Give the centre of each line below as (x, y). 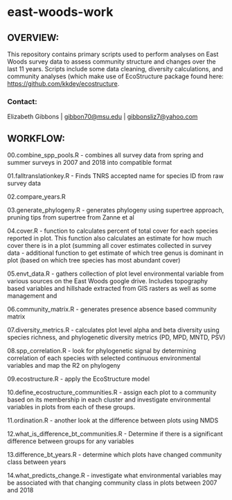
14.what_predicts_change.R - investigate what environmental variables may (114, 476)
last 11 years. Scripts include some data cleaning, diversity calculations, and (115, 69)
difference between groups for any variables (71, 441)
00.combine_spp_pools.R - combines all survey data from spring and (106, 155)
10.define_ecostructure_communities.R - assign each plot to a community (112, 393)
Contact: (22, 101)
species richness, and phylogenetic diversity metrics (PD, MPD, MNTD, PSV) (116, 337)
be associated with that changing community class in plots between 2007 (112, 483)
